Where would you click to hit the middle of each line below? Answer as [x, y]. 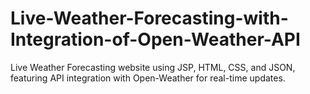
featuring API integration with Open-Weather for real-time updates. [148, 78]
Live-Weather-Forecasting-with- [149, 18]
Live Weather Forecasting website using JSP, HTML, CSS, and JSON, [153, 67]
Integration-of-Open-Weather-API [155, 39]
